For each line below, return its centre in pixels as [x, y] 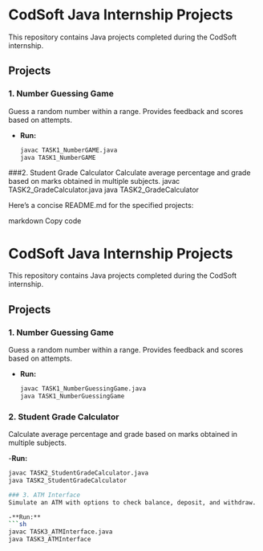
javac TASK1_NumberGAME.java [69, 150]
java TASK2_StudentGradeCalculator [68, 480]
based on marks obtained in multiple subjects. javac [94, 182]
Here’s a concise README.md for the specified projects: [101, 206]
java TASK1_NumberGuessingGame [72, 396]
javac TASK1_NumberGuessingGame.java [83, 389]
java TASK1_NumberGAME [58, 157]
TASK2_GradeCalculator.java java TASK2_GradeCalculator [103, 190]
